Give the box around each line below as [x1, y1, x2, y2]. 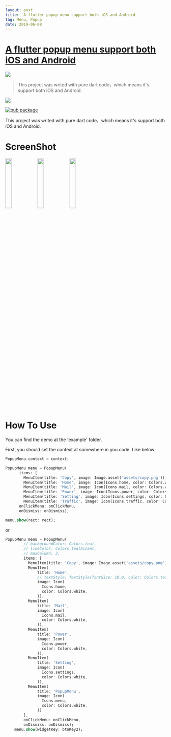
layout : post [5, 7, 33, 13]
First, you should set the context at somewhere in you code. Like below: [5, 447, 156, 453]
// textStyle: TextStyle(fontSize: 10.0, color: [37, 574, 142, 580]
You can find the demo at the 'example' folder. [5, 436, 102, 443]
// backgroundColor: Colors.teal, [23, 541, 97, 547]
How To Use [5, 420, 57, 431]
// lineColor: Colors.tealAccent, [23, 546, 97, 551]
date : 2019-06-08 [5, 21, 42, 27]
